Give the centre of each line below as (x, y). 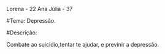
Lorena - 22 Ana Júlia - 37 (40, 9)
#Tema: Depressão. (31, 21)
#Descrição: (22, 33)
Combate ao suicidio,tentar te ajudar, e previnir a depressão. (83, 44)
